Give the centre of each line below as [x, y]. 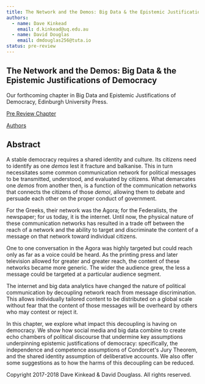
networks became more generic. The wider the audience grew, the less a [98, 267]
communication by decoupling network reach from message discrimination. [101, 292]
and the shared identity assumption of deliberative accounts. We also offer [100, 356]
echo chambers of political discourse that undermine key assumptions [95, 336]
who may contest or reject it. [42, 312]
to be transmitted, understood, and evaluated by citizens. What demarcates [101, 179]
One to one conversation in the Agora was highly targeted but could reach [99, 248]
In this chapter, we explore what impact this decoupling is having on [92, 323]
